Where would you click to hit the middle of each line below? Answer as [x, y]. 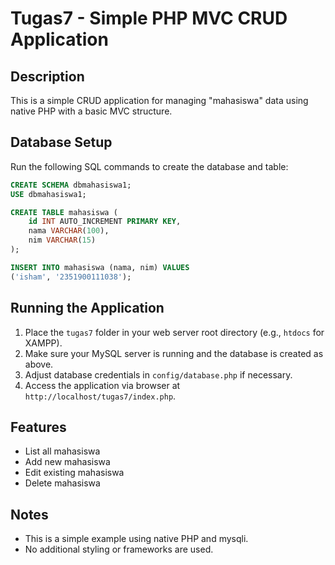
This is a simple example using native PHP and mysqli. [136, 539]
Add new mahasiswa [67, 462]
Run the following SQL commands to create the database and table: [149, 166]
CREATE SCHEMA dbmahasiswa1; [71, 185]
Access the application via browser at [102, 385]
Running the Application [87, 308]
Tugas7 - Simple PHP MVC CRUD [149, 18]
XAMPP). [43, 343]
